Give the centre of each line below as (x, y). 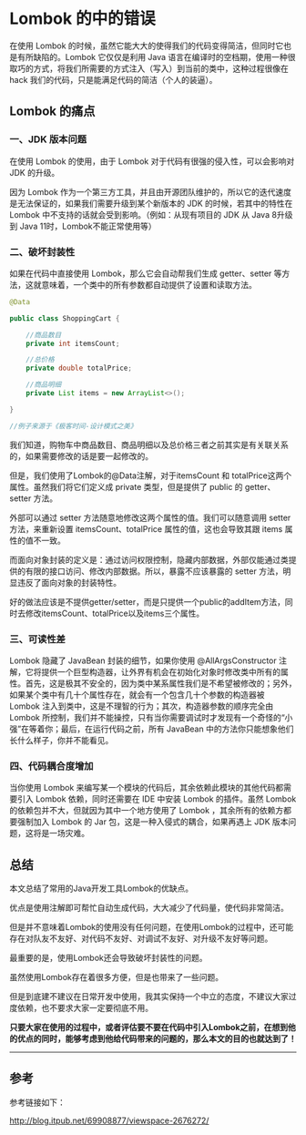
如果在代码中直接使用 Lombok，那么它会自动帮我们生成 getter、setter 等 (146, 273)
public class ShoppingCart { (65, 318)
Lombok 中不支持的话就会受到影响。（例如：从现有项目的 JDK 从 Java (140, 214)
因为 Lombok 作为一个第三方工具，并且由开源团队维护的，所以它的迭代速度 (151, 191)
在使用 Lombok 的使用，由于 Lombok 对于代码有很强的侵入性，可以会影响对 (152, 161)
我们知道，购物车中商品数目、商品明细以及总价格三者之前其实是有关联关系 (149, 445)
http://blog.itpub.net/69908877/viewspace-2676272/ (109, 1120)
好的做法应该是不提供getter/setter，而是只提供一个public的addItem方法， (147, 601)
